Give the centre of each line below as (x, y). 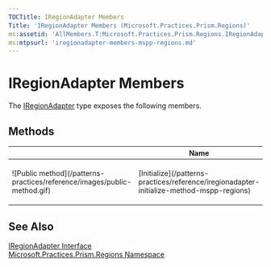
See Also (31, 226)
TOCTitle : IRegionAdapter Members (67, 17)
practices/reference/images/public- (72, 181)
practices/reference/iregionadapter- (199, 181)
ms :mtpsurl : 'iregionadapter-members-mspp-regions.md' (102, 43)
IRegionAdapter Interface (50, 246)
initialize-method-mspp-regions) (195, 190)
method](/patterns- (72, 173)
